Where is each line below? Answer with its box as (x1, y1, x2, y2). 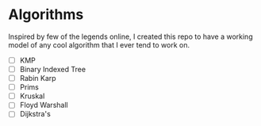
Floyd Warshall (19, 101, 69, 110)
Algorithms (8, 6, 84, 24)
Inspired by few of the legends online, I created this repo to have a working (8, 32, 253, 41)
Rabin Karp (19, 74, 57, 83)
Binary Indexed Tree (19, 65, 86, 74)
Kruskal (19, 91, 45, 101)
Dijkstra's (19, 109, 52, 119)
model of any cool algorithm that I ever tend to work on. (8, 40, 190, 49)
